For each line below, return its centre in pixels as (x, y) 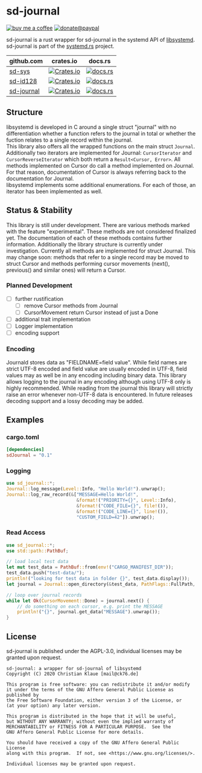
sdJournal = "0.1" (29, 455)
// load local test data (37, 562)
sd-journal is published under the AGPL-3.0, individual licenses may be (94, 651)
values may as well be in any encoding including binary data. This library (96, 375)
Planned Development (39, 286)
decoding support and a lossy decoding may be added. (75, 401)
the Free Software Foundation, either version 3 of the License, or (94, 700)
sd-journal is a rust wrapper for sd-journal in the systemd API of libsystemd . (101, 39)
